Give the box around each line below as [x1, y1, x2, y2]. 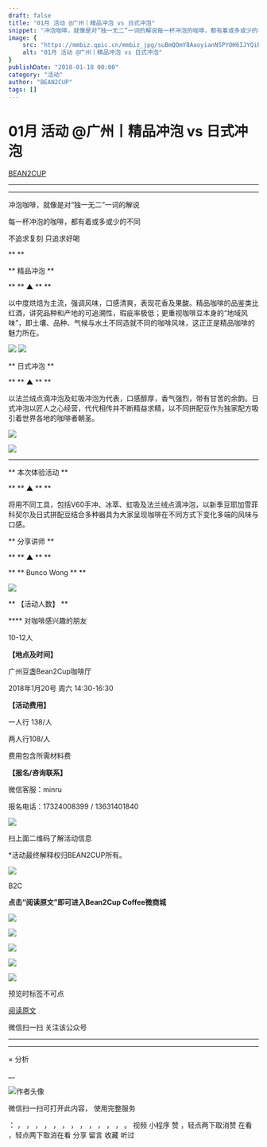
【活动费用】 [8, 701, 50, 710]
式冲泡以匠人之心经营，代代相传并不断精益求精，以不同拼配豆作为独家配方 [8, 404, 252, 413]
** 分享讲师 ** [8, 537, 54, 546]
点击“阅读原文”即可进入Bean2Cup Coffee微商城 [8, 898, 167, 907]
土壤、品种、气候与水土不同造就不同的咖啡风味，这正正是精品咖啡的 [32, 319, 256, 328]
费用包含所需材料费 [8, 751, 72, 761]
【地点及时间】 [8, 650, 57, 659]
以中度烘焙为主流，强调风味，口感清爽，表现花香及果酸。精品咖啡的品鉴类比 [8, 299, 259, 308]
